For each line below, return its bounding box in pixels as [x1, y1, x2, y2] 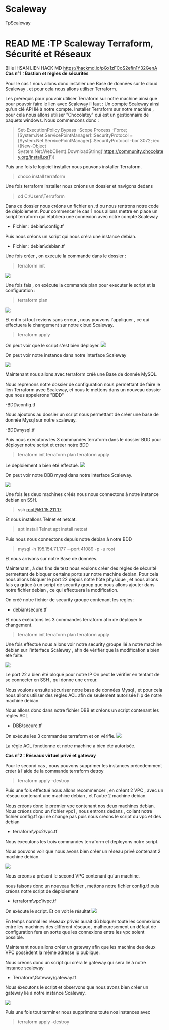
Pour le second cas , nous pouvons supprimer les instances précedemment [5, 762, 162, 768]
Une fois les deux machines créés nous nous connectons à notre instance [5, 491, 159, 497]
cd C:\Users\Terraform [17, 193, 65, 199]
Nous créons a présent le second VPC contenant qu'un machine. [5, 872, 140, 879]
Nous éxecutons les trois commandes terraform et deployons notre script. [5, 838, 159, 844]
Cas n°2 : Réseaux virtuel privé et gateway [5, 752, 96, 758]
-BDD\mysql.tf [5, 427, 35, 433]
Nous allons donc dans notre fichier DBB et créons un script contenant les [5, 707, 159, 713]
